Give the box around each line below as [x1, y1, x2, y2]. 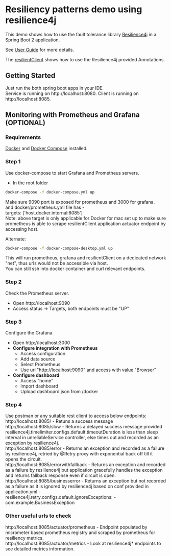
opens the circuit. [5, 456, 42, 463]
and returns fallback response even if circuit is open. [5, 472, 116, 478]
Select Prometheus [20, 361, 61, 368]
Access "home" [20, 378, 54, 384]
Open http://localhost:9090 [12, 300, 70, 306]
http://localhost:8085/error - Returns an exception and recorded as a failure [5, 445, 165, 451]
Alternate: [5, 236, 27, 242]
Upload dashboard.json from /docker [20, 389, 99, 395]
